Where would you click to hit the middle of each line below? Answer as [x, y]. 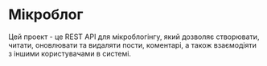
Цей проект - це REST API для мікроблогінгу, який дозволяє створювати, [134, 37]
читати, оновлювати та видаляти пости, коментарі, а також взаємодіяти [133, 45]
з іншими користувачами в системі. [70, 53]
